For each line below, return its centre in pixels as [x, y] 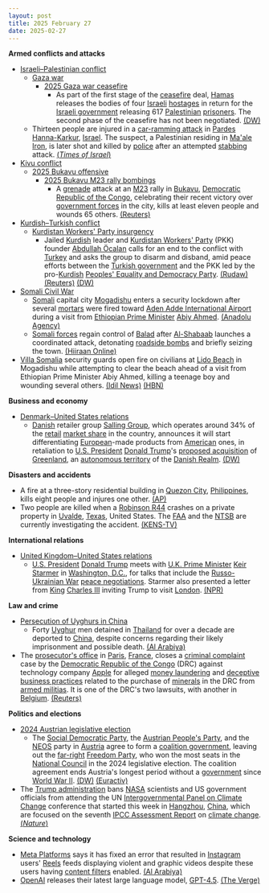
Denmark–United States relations [74, 417]
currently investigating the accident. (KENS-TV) [99, 525]
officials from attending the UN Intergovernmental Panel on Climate [131, 798]
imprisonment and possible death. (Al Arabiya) [109, 647]
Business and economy [48, 401]
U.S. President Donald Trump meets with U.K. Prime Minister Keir [139, 565]
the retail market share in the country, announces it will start [131, 434]
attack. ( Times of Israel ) [71, 154]
